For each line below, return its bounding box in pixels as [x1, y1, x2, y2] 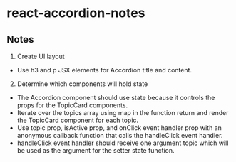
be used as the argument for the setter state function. [16, 146, 175, 154]
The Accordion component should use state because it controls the [16, 94, 215, 102]
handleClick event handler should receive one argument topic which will [16, 139, 229, 147]
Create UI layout [16, 52, 65, 60]
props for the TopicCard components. [16, 101, 128, 109]
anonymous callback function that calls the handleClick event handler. [16, 131, 223, 139]
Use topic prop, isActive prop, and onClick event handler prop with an [16, 124, 222, 132]
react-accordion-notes [6, 5, 145, 21]
